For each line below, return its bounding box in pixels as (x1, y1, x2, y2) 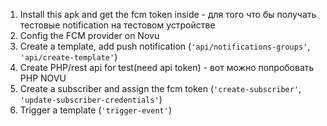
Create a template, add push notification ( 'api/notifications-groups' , (19, 40, 311, 52)
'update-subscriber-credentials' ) (19, 94, 163, 105)
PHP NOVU (19, 72, 67, 84)
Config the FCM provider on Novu (19, 30, 160, 41)
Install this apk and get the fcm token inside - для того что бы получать (19, 9, 317, 20)
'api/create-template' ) (19, 51, 118, 63)
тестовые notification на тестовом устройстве (19, 19, 216, 31)
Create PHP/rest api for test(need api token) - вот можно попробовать (19, 62, 315, 73)
